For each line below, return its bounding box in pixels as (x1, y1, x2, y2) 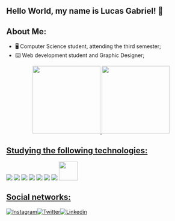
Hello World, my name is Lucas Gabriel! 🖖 (6, 6, 164, 16)
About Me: (6, 26, 47, 37)
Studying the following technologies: (6, 145, 148, 156)
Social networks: (6, 192, 71, 202)
